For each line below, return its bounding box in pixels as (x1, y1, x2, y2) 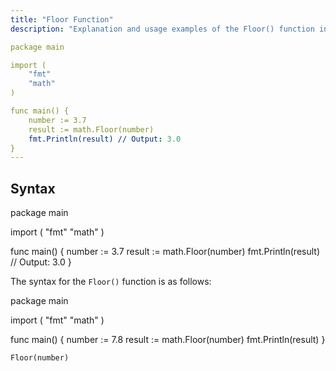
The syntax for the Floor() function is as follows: (10, 276, 212, 288)
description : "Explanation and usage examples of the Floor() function (10, 24, 315, 34)
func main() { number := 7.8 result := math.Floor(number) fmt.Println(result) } (10, 334, 326, 346)
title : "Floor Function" (10, 14, 114, 25)
